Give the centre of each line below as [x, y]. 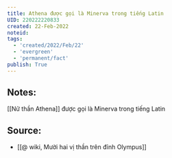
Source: [24, 130]
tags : [15, 39]
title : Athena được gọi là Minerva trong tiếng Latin [86, 13]
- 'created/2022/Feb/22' [49, 45]
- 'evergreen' [33, 52]
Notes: [22, 92]
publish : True [27, 65]
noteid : [18, 33]
